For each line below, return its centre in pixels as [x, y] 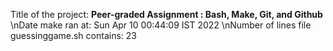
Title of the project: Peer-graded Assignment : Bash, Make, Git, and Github [166, 14]
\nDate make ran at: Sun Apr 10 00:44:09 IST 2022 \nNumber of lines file [161, 25]
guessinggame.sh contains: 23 [73, 35]
